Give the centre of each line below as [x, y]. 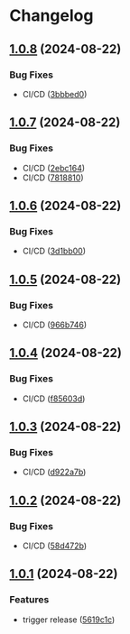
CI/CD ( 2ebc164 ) [54, 168]
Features [29, 600]
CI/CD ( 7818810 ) [53, 178]
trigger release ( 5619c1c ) [69, 620]
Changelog [51, 16]
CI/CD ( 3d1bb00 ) [54, 251]
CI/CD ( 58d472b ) [55, 546]
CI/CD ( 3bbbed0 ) [55, 94]
